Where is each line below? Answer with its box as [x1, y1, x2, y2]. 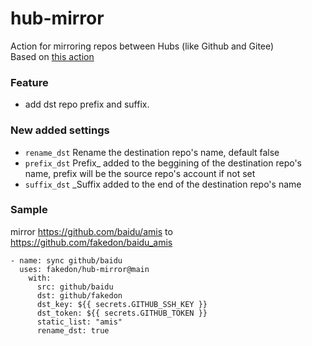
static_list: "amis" [36, 317, 123, 327]
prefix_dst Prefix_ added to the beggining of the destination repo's [24, 157, 302, 169]
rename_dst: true [36, 325, 110, 336]
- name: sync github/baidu [10, 255, 123, 266]
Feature [10, 75, 49, 89]
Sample [10, 203, 48, 217]
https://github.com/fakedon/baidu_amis [10, 236, 173, 248]
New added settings [10, 123, 110, 137]
